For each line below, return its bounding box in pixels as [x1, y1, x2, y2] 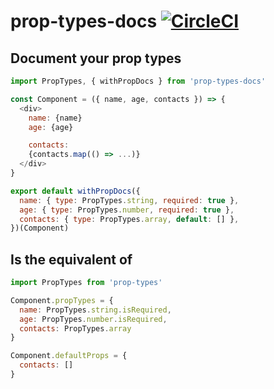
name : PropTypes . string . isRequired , [19, 305, 172, 315]
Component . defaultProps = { [10, 351, 128, 361]
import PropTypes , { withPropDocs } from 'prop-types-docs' [10, 76, 267, 86]
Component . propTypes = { [10, 295, 114, 305]
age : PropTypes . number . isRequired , [19, 314, 168, 324]
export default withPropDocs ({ [10, 186, 141, 196]
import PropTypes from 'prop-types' [10, 278, 163, 288]
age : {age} [28, 122, 74, 132]
